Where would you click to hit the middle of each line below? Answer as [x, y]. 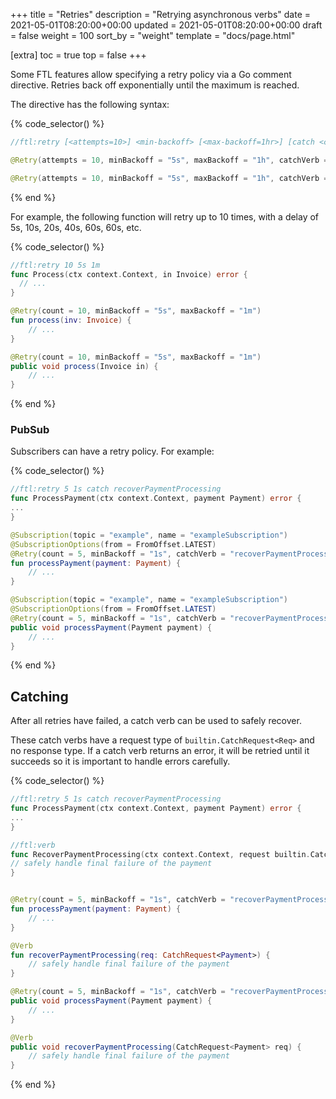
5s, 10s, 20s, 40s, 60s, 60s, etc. [76, 227]
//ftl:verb [33, 845]
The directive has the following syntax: [90, 104]
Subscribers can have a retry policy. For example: [112, 451]
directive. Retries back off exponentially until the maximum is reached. [155, 85]
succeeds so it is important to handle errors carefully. [120, 761]
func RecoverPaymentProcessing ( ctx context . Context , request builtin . [160, 854]
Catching [39, 696]
